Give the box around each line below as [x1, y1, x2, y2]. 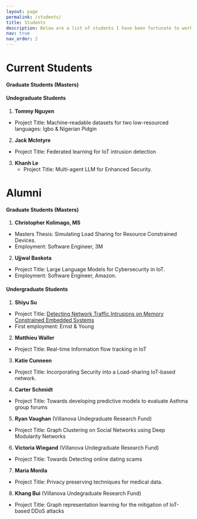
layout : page [6, 8, 38, 15]
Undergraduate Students [6, 285, 69, 292]
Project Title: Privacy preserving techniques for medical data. [14, 478, 163, 485]
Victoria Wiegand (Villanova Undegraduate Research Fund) [14, 444, 159, 451]
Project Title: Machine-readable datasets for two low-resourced [14, 119, 169, 126]
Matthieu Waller [14, 334, 55, 341]
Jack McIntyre [14, 137, 51, 144]
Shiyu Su [14, 298, 37, 306]
